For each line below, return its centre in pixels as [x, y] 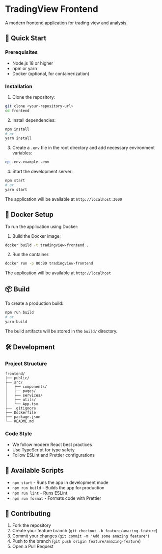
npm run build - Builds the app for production [58, 487]
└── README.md [20, 421]
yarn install [18, 138]
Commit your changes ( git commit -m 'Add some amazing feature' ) [81, 536]
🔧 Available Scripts [34, 470]
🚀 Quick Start [26, 38]
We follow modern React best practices [52, 444]
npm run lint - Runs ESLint [40, 493]
